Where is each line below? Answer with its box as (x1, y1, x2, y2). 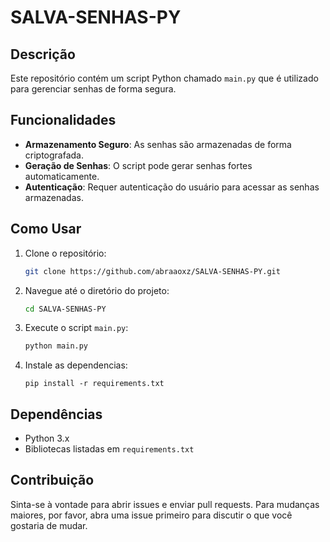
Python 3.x (24, 432, 70, 445)
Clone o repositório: (24, 247, 107, 259)
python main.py (24, 341, 89, 351)
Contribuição (10, 472, 95, 489)
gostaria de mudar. (10, 519, 88, 531)
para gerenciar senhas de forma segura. (10, 83, 177, 95)
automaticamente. (24, 170, 100, 182)
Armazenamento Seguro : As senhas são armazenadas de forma (24, 138, 292, 150)
